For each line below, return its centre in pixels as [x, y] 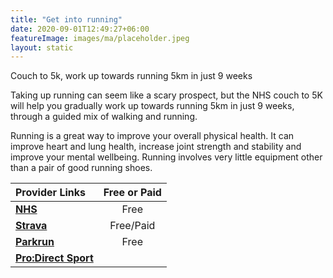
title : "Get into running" [66, 19]
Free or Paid [132, 193]
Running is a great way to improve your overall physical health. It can [152, 136]
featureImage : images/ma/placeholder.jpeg [100, 38]
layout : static [42, 47]
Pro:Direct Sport [54, 258]
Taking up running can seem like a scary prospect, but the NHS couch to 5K [166, 95]
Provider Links [50, 193]
